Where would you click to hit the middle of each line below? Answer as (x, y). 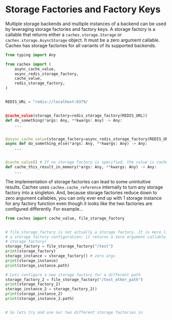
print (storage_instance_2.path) (40, 299)
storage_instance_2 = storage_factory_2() (51, 289)
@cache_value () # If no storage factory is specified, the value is (80, 162)
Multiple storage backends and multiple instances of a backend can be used (86, 24)
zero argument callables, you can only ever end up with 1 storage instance (84, 198)
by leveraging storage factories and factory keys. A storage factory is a (80, 29)
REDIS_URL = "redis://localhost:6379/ (47, 102)
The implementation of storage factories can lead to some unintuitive (78, 181)
